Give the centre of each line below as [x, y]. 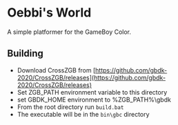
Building [25, 54]
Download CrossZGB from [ [56, 70]
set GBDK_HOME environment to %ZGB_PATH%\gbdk [94, 99]
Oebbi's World [49, 13]
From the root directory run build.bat [70, 107]
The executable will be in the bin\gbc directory [83, 114]
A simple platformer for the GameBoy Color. [69, 32]
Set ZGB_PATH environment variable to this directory [92, 92]
